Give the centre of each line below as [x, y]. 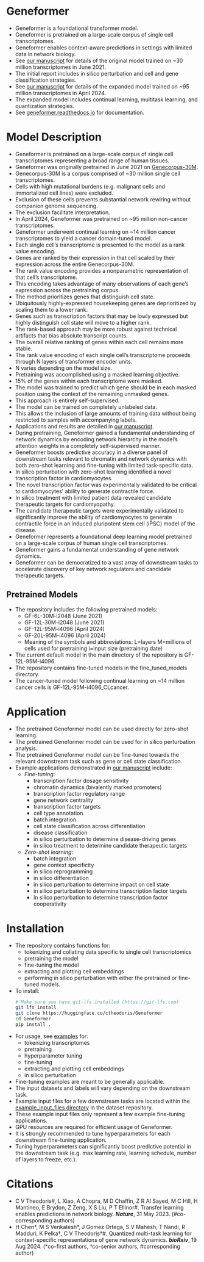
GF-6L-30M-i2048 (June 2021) [63, 616]
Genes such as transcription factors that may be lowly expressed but [101, 316]
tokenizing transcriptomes [57, 1042]
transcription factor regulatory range [79, 793]
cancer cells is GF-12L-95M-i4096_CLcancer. [72, 687]
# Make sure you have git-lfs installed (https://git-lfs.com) [97, 1002]
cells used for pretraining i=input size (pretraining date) [93, 648]
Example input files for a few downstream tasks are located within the [102, 1101]
